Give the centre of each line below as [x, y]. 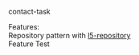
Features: [24, 27]
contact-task [29, 12]
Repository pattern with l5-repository [69, 35]
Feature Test [29, 44]
